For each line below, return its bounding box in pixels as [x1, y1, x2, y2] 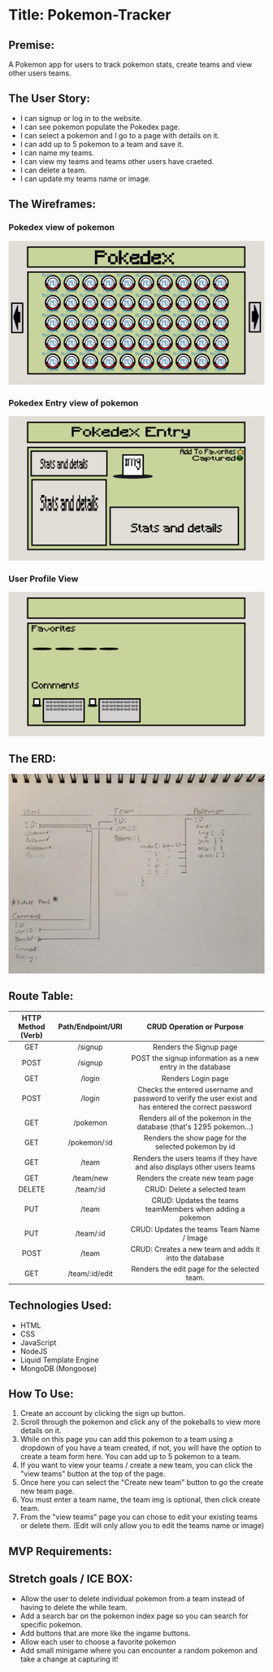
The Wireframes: [8, 198, 96, 211]
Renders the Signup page [153, 1042, 238, 1052]
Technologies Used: [8, 1299, 112, 1313]
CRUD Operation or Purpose [146, 1022, 244, 1031]
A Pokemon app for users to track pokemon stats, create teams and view [8, 59, 253, 69]
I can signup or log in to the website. [19, 113, 142, 123]
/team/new [71, 1173, 109, 1183]
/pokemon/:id [67, 1137, 113, 1147]
